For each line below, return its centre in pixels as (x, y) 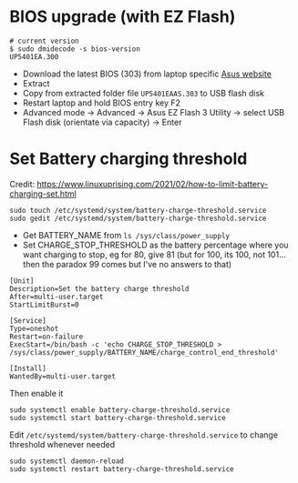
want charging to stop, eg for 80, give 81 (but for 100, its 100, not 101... (154, 254)
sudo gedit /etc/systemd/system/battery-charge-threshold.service (138, 218)
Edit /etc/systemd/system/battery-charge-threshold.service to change (144, 435)
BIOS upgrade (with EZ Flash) (123, 17)
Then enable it (36, 393)
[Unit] (22, 281)
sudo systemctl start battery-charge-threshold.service (118, 418)
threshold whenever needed (62, 444)
